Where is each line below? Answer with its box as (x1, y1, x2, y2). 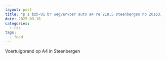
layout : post (5, 7, 32, 12)
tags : (5, 30, 16, 35)
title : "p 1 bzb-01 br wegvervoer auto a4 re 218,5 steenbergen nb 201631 (5, 12, 163, 17)
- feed (9, 35, 23, 40)
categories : (5, 21, 30, 26)
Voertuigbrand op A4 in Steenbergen (5, 48, 81, 54)
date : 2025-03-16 (5, 16, 41, 21)
